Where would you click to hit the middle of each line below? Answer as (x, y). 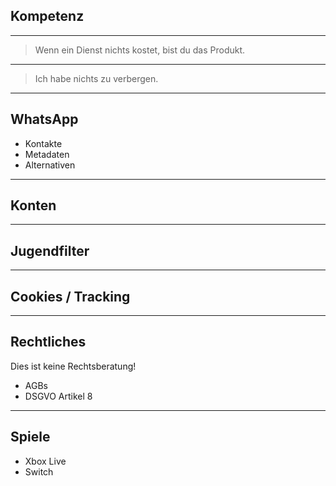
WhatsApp (44, 119)
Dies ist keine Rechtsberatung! (73, 366)
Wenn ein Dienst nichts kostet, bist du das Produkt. (140, 50)
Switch (39, 471)
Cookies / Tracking (70, 296)
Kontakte (43, 143)
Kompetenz (47, 16)
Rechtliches (48, 342)
